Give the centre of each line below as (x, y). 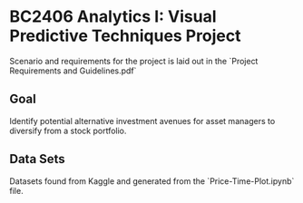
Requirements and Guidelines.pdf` (73, 71)
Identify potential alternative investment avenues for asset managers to (142, 121)
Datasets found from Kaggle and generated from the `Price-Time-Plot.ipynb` (152, 181)
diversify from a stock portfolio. (68, 130)
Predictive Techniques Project (125, 36)
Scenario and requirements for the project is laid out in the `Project (134, 61)
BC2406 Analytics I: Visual (113, 17)
